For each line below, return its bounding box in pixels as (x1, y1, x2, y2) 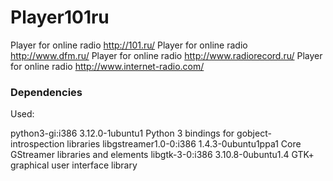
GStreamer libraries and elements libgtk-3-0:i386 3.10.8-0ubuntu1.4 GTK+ (10, 149, 315, 161)
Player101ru (10, 6, 110, 29)
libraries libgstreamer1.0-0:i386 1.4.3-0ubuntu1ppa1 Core (66, 138, 302, 150)
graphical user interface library (10, 159, 138, 171)
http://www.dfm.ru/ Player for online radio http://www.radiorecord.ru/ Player (10, 49, 323, 61)
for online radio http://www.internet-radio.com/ (10, 60, 205, 72)
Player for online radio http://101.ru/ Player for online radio (10, 39, 248, 51)
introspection (10, 138, 65, 150)
